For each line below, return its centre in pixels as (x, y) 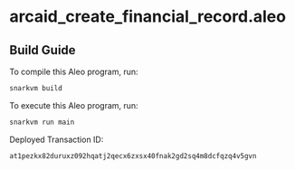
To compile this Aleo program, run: (74, 71)
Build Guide (43, 50)
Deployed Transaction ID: (57, 139)
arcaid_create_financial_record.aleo (148, 17)
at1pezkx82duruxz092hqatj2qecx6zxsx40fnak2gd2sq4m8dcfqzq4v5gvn (133, 156)
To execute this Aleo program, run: (74, 105)
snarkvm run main (42, 122)
